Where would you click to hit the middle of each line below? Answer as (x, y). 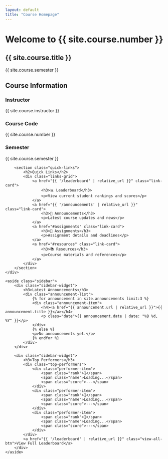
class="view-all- (144, 439)
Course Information (36, 85)
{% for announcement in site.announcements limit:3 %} (91, 299)
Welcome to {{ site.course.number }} (84, 39)
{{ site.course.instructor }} (32, 111)
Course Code (22, 124)
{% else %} (43, 329)
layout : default (22, 10)
